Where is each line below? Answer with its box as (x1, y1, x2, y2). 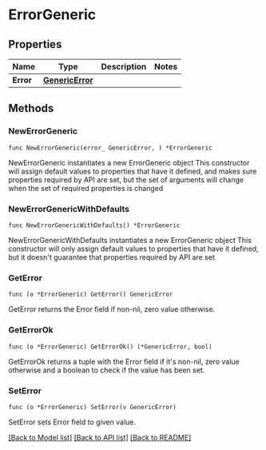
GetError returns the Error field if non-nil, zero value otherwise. (8, 305, 216, 314)
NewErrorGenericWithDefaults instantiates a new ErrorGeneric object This (8, 235, 252, 245)
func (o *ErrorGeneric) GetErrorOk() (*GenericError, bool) (8, 342, 213, 351)
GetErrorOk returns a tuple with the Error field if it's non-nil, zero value (8, 356, 240, 366)
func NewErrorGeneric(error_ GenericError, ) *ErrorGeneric (8, 144, 213, 152)
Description (101, 62, 147, 72)
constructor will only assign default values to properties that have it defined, (8, 244, 259, 253)
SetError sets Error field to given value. (8, 417, 137, 427)
